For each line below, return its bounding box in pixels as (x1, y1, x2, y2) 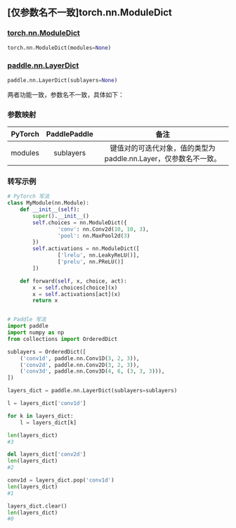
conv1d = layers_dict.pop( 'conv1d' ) (7, 477, 114, 484)
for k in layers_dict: (7, 412, 74, 420)
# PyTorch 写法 (7, 193, 50, 200)
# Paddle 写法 (7, 316, 47, 323)
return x (32, 297, 58, 304)
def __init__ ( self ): (20, 206, 80, 213)
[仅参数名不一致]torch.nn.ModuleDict (7, 6, 172, 19)
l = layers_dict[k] (20, 419, 77, 426)
